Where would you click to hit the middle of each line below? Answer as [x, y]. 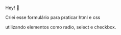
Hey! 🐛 [12, 8]
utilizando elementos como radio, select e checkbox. [61, 27]
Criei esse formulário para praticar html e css [53, 17]
